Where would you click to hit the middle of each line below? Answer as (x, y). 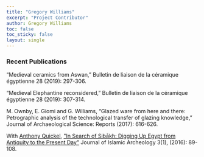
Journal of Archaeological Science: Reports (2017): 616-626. (82, 124)
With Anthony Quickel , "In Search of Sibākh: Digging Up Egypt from (91, 136)
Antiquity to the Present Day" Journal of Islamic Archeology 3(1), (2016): (97, 142)
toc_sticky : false (30, 35)
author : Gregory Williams (39, 23)
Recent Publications (37, 61)
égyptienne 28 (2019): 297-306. (46, 81)
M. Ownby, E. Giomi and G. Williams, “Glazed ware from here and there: (96, 111)
